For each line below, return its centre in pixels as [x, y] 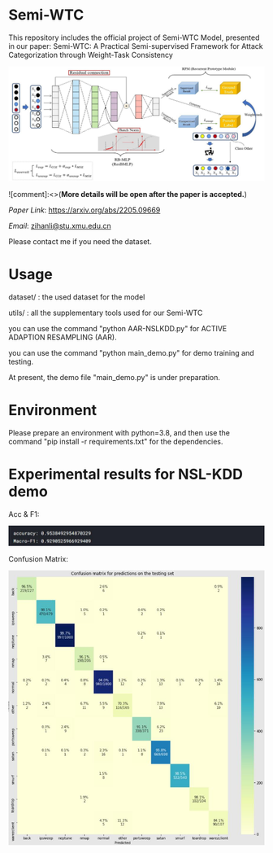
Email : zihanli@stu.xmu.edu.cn [60, 225]
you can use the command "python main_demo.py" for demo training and [131, 352]
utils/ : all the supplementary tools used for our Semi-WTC [106, 313]
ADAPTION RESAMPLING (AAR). [63, 337]
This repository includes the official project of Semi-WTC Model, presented [134, 37]
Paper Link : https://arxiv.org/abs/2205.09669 [84, 210]
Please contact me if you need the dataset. [80, 241]
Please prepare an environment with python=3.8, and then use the [119, 432]
